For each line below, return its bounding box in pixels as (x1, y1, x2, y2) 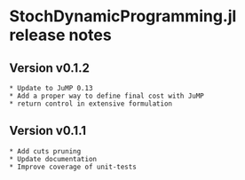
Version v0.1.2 (9, 60, 91, 75)
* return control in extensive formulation (9, 99, 173, 108)
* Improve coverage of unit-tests (9, 162, 138, 171)
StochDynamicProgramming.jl (9, 6, 237, 27)
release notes (9, 25, 113, 45)
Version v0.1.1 (9, 123, 87, 138)
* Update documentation (9, 154, 98, 163)
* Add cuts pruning (9, 146, 82, 156)
